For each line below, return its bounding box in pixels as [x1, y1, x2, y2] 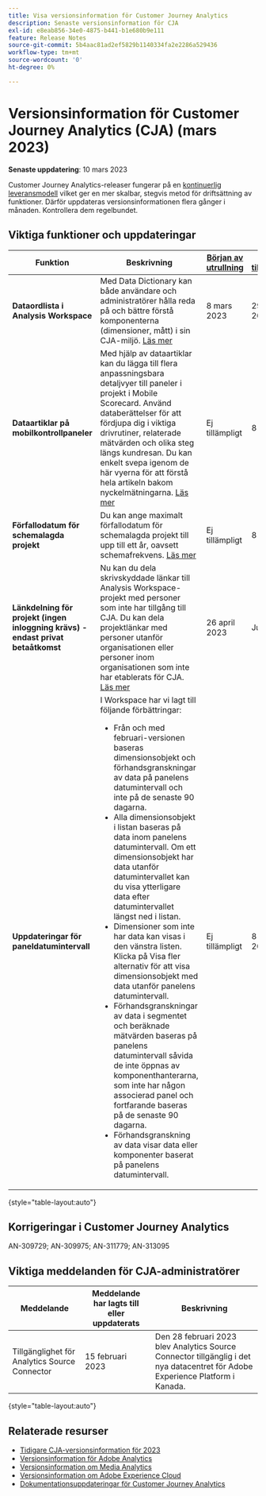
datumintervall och [113, 782, 184, 793]
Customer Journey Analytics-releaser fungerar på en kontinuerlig [8, 180, 222, 189]
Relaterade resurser [8, 1424, 108, 1438]
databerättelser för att [100, 407, 182, 418]
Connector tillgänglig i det [154, 1351, 251, 1363]
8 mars [206, 300, 233, 311]
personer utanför [100, 632, 164, 643]
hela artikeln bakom [100, 477, 173, 488]
